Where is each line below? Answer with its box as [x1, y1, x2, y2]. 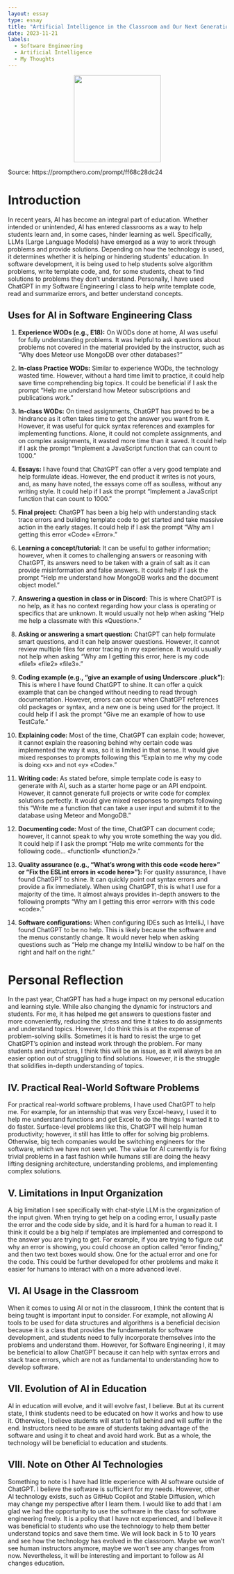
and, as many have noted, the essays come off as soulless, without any [17, 479, 222, 488]
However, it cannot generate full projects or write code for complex [17, 789, 210, 797]
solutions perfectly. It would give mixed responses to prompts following [17, 796, 223, 805]
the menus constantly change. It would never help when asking [17, 933, 199, 941]
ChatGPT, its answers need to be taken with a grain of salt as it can [17, 558, 210, 566]
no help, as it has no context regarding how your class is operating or [17, 601, 217, 610]
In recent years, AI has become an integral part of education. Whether [8, 215, 208, 224]
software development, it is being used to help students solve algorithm [8, 259, 212, 268]
